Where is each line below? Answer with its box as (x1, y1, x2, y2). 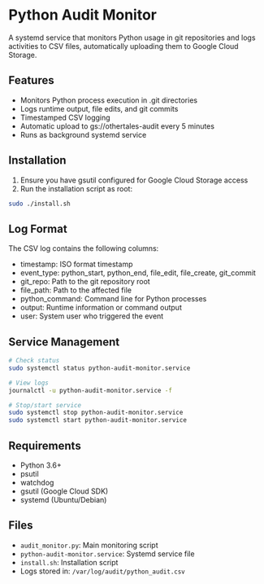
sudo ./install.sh (8, 200, 71, 208)
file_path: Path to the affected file (19, 285, 132, 295)
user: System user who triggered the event (19, 311, 164, 321)
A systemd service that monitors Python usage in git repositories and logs (8, 33, 256, 42)
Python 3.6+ (19, 460, 63, 470)
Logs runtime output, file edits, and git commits (19, 103, 179, 113)
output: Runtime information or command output (19, 303, 183, 313)
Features (8, 73, 54, 87)
